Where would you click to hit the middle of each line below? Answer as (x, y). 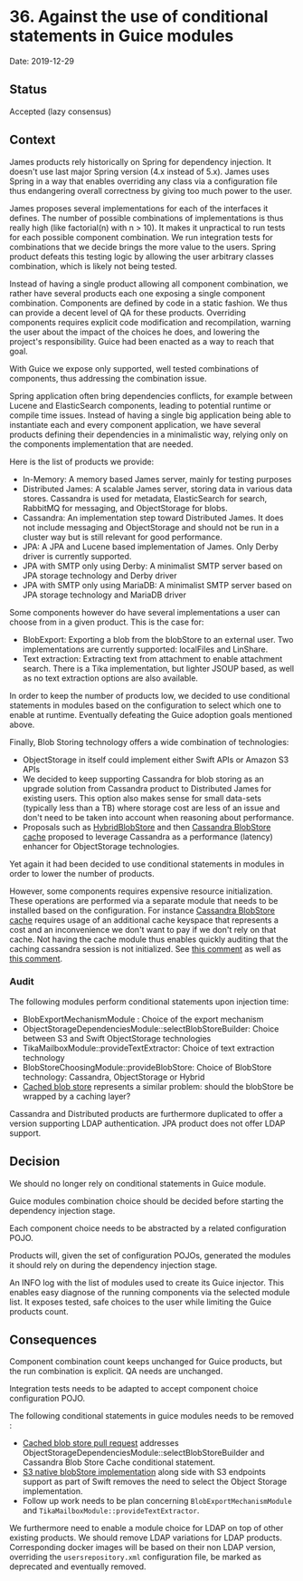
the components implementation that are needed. (101, 444)
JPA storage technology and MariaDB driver (104, 595)
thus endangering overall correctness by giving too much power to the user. (151, 190)
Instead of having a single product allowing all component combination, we (149, 284)
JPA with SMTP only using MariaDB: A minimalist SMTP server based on (157, 585)
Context (33, 140)
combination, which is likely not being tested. (94, 266)
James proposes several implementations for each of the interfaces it (139, 208)
